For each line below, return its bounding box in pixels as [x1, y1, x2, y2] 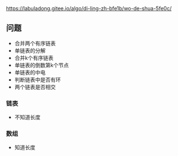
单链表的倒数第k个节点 [14, 61, 69, 69]
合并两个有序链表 [14, 40, 56, 47]
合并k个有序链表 [14, 54, 54, 61]
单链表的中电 [14, 69, 46, 76]
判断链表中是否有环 [14, 76, 61, 83]
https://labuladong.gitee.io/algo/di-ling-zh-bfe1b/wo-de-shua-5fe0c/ [6, 5, 172, 12]
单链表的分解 [14, 47, 46, 54]
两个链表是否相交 [14, 83, 56, 90]
